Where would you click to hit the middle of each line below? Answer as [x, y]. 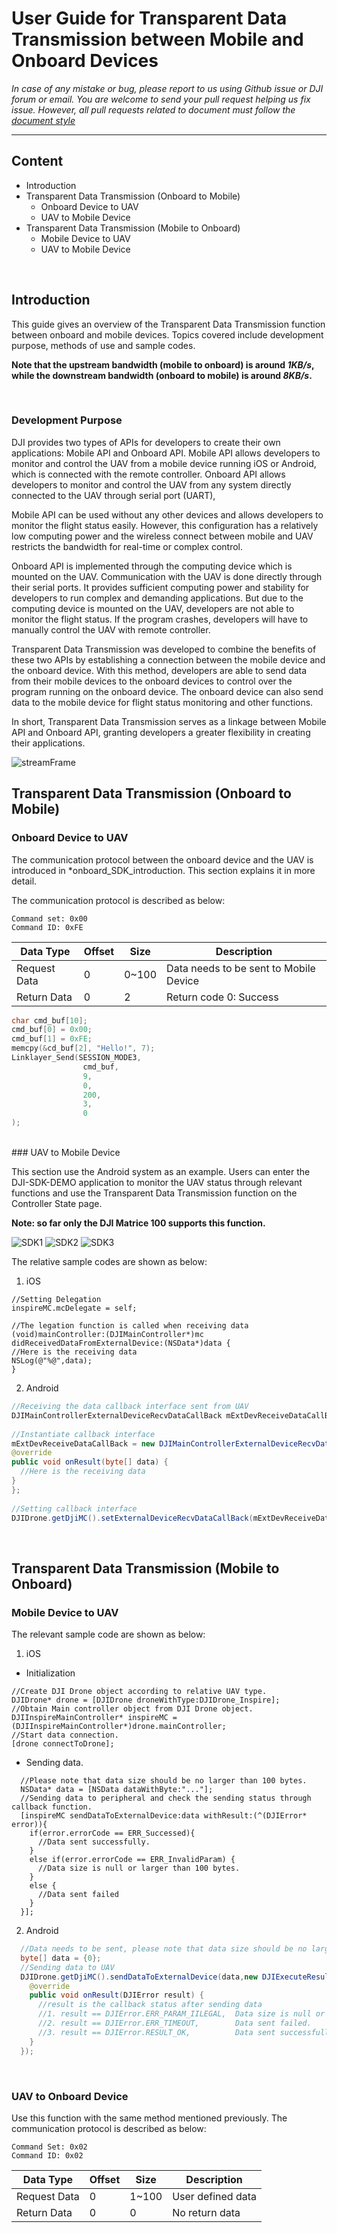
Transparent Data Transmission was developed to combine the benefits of [164, 649]
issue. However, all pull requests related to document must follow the [153, 109]
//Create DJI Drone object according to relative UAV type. [139, 1692]
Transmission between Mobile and [157, 39]
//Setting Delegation [56, 1300]
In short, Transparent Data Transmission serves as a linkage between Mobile [169, 721]
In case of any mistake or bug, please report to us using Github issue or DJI [167, 88]
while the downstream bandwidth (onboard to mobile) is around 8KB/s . [162, 375]
